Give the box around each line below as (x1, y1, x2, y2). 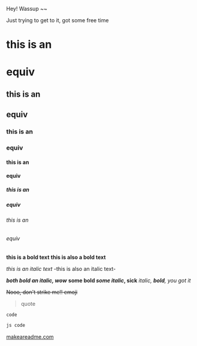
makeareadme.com (6, 333, 54, 340)
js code (6, 322, 26, 328)
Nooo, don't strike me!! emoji (6, 288, 78, 296)
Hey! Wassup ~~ (6, 5, 48, 12)
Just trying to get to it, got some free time (6, 17, 109, 23)
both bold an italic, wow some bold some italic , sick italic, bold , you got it (6, 276, 191, 284)
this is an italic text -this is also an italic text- (6, 265, 116, 272)
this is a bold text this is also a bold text (6, 253, 106, 261)
